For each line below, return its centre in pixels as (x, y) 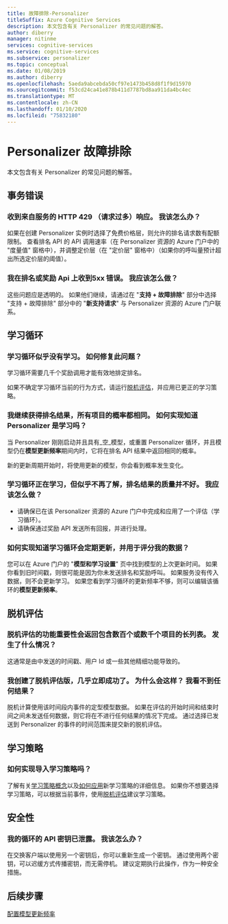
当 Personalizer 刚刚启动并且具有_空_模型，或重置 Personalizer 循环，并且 (111, 442)
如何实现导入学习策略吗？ (49, 769)
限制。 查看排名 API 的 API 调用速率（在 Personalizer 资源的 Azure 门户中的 (113, 241)
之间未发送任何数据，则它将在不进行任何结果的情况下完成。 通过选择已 (113, 716)
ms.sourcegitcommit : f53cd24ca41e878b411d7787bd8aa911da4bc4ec (99, 90)
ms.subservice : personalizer (49, 58)
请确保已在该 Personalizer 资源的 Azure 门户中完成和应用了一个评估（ (115, 511)
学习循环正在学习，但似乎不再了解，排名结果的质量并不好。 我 (110, 484)
